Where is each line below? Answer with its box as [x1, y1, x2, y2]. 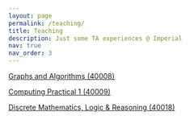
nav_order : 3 [8, 49, 53, 57]
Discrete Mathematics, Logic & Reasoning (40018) [8, 102, 175, 112]
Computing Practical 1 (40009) [8, 87, 111, 97]
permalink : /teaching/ [8, 19, 85, 27]
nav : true [8, 42, 42, 50]
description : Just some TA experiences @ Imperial [8, 34, 183, 43]
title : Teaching [8, 27, 63, 35]
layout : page [8, 11, 53, 20]
